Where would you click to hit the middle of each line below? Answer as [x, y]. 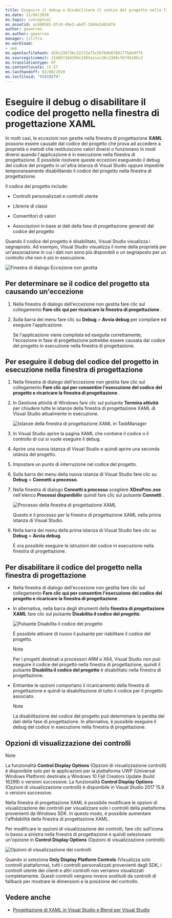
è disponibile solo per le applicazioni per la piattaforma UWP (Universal [80, 771]
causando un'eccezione [44, 292]
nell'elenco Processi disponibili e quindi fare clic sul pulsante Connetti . [88, 495]
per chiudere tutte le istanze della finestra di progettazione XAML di [84, 409]
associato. [24, 696]
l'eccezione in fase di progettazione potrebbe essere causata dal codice [89, 340]
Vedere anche [28, 897]
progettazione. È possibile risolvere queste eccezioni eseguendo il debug [83, 160]
